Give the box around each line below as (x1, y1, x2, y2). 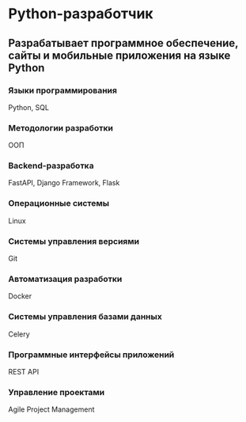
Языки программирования (8, 85, 117, 96)
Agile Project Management (8, 405, 95, 414)
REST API (8, 367, 40, 376)
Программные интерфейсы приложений (8, 349, 175, 360)
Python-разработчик (8, 5, 153, 23)
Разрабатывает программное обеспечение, (8, 36, 239, 50)
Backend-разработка (8, 160, 94, 171)
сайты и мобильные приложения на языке (8, 48, 231, 62)
